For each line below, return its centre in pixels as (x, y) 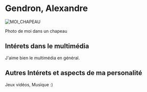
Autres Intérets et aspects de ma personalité (73, 73)
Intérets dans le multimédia (47, 46)
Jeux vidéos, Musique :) (29, 84)
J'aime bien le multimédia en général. (42, 58)
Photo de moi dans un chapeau (36, 31)
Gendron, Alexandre (47, 8)
